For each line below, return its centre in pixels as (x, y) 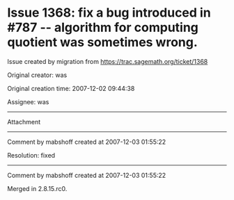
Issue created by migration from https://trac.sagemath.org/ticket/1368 (108, 61)
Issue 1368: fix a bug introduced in (109, 13)
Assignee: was (28, 101)
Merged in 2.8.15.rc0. (37, 188)
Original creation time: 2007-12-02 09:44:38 (71, 88)
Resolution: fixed (31, 155)
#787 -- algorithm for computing (103, 27)
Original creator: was (37, 75)
